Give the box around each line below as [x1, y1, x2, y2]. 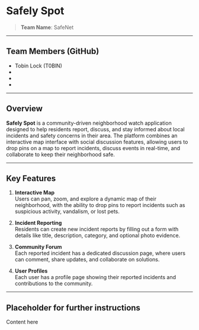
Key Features [6, 173, 56, 183]
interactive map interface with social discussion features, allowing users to [6, 138, 188, 145]
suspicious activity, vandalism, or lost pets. [14, 208, 120, 215]
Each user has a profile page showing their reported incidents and [14, 274, 176, 281]
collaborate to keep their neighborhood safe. [6, 151, 115, 158]
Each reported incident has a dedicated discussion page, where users [14, 250, 185, 257]
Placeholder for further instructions [6, 303, 141, 313]
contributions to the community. [14, 280, 93, 287]
